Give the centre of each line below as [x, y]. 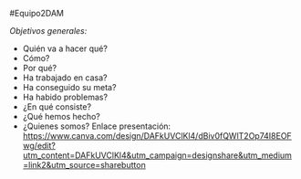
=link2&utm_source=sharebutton [84, 165]
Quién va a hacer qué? [65, 48]
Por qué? [40, 68]
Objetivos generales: [48, 31]
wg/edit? [39, 146]
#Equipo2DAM [36, 13]
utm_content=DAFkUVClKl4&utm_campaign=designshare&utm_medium [157, 155]
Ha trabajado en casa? [65, 78]
